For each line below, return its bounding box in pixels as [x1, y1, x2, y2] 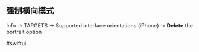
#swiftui [6, 39, 27, 47]
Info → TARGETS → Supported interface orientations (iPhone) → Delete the [6, 22, 193, 29]
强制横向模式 [6, 5, 54, 16]
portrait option [6, 28, 42, 35]
